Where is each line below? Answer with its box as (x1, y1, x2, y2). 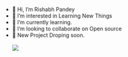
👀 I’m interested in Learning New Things (12, 12, 112, 19)
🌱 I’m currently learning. (12, 19, 72, 25)
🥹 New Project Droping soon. (12, 32, 85, 39)
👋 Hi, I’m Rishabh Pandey (12, 6, 75, 13)
